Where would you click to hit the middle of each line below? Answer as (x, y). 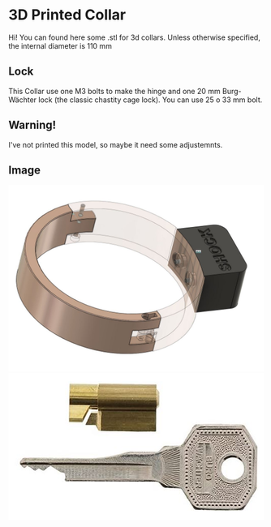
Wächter (23, 100)
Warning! (32, 125)
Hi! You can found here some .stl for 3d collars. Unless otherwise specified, (135, 37)
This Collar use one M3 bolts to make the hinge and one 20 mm (114, 91)
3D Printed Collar (67, 15)
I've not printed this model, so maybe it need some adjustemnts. (116, 144)
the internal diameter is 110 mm (60, 45)
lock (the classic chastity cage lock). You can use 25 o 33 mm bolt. (151, 100)
